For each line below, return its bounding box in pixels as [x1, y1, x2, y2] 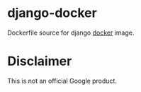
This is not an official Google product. [7, 76, 117, 85]
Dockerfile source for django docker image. [7, 28, 135, 37]
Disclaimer [7, 53, 72, 69]
